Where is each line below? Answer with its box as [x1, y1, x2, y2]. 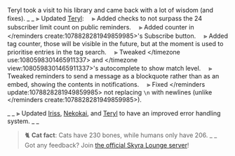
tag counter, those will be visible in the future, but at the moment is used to [7, 40, 224, 48]
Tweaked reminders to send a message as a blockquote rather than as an [7, 72, 220, 80]
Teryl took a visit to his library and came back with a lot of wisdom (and [7, 6, 214, 14]
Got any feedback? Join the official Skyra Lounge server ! [24, 141, 189, 149]
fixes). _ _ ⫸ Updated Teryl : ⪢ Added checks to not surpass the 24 [7, 14, 202, 22]
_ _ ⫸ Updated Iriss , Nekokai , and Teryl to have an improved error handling [7, 109, 221, 118]
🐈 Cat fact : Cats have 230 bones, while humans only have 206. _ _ [24, 131, 217, 139]
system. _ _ [7, 117, 40, 125]
